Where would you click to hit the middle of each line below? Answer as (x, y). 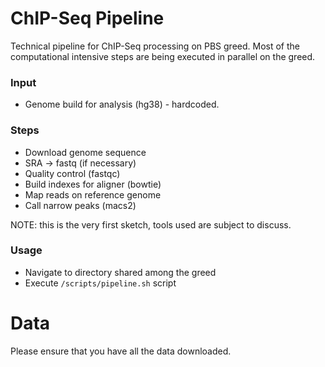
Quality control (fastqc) (72, 173)
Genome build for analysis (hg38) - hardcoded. (122, 104)
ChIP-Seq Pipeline (87, 18)
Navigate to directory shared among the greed (120, 272)
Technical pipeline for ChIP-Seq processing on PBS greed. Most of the (155, 46)
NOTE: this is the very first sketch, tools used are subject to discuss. (151, 224)
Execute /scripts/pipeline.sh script (100, 283)
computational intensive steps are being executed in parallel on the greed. (163, 56)
